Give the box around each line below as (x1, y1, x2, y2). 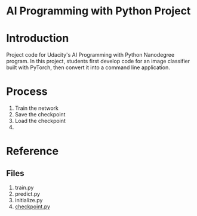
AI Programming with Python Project (6, 4, 191, 18)
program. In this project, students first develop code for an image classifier (6, 58, 190, 65)
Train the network (14, 104, 59, 112)
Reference (6, 144, 59, 158)
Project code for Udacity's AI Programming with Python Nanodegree (6, 51, 175, 58)
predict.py (14, 190, 41, 198)
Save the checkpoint (14, 111, 66, 118)
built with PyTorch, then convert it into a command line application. (6, 64, 170, 71)
